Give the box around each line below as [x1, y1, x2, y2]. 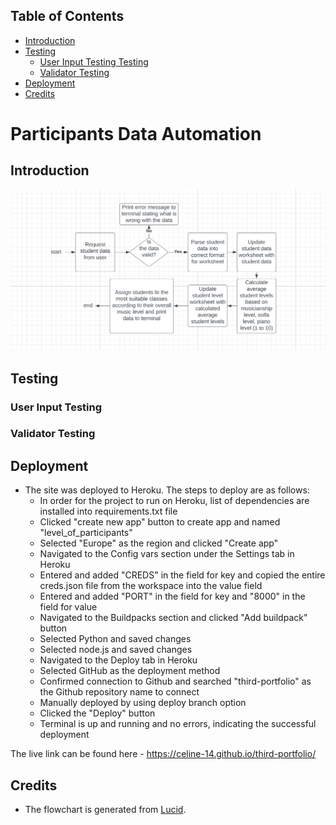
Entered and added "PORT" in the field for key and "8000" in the [39, 590, 306, 603]
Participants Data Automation [10, 123, 262, 145]
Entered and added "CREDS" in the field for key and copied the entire [39, 569, 326, 581]
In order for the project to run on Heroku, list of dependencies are [39, 495, 310, 507]
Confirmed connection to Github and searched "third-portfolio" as [39, 675, 312, 688]
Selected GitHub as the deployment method [39, 665, 221, 677]
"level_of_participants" [39, 527, 133, 539]
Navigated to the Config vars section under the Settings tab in [39, 548, 295, 560]
